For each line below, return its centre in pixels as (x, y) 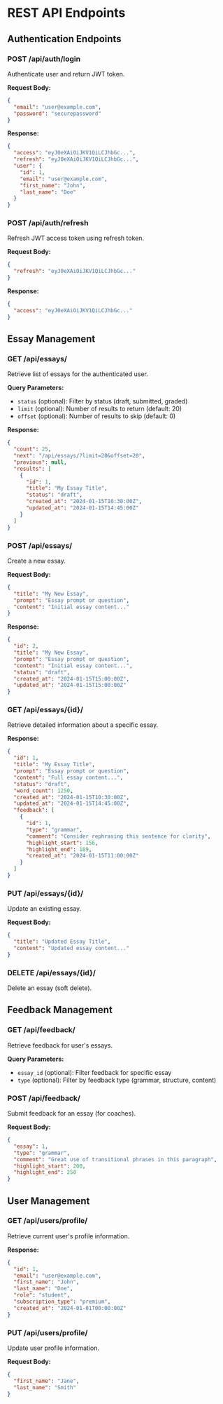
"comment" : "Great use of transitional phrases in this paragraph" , (115, 1159)
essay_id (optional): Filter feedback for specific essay (94, 1072)
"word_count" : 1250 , (43, 791)
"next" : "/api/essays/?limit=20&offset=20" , (79, 456)
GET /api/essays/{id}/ (45, 710)
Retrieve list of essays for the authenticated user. (78, 374)
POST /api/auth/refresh (48, 223)
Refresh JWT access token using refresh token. (76, 238)
